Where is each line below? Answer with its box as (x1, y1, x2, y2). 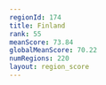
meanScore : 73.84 (9, 37, 74, 47)
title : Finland (9, 21, 66, 30)
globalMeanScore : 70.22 (9, 46, 98, 55)
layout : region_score (9, 63, 90, 72)
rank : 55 (9, 29, 42, 38)
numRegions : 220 (9, 54, 69, 63)
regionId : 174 (9, 12, 62, 22)
